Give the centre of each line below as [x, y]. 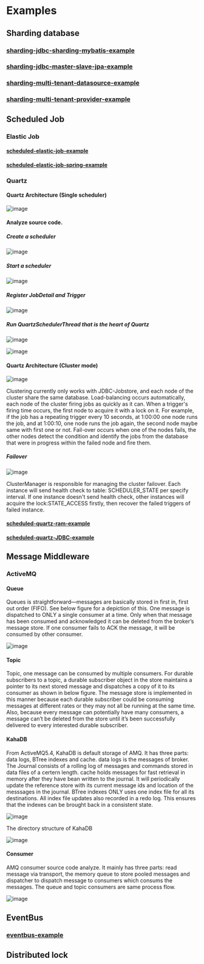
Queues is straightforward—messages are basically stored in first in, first [97, 602]
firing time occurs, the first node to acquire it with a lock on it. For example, [100, 410]
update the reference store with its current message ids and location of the [100, 785]
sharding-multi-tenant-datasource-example [73, 83]
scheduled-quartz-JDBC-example [50, 537]
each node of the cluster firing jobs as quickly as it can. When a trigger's [97, 404]
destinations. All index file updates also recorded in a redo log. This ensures [101, 798]
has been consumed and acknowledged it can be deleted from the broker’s [100, 621]
